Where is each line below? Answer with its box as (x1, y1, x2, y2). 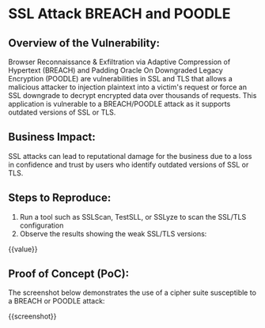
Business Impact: (8, 130, 97, 144)
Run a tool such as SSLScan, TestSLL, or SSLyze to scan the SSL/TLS (19, 212, 247, 221)
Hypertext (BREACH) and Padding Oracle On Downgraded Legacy (8, 66, 223, 75)
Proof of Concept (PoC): (8, 267, 129, 281)
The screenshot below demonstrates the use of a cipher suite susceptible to (8, 288, 257, 297)
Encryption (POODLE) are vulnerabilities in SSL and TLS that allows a (8, 74, 233, 83)
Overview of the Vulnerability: (8, 36, 161, 50)
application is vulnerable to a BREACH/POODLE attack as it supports (8, 100, 231, 108)
